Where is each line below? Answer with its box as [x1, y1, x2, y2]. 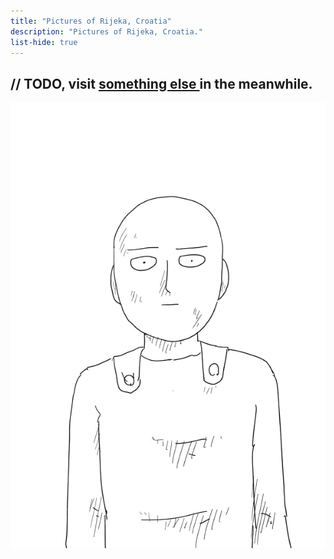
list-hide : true [10, 37, 78, 47]
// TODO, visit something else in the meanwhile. [10, 75, 313, 92]
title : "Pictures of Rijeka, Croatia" [10, 16, 172, 26]
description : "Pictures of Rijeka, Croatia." [10, 26, 203, 37]
